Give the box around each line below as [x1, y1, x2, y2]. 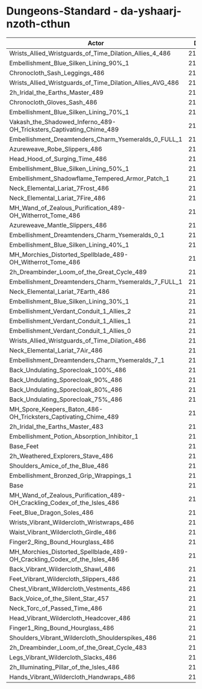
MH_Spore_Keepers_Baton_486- [9, 405, 103, 413]
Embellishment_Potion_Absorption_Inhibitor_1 [9, 432, 139, 440]
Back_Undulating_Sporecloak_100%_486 [9, 366, 127, 374]
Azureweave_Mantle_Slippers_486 [9, 221, 107, 229]
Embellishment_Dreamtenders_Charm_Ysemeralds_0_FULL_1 [9, 135, 183, 143]
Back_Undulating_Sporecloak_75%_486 [9, 395, 123, 404]
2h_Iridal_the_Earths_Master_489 [9, 88, 104, 97]
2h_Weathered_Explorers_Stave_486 [9, 451, 114, 460]
